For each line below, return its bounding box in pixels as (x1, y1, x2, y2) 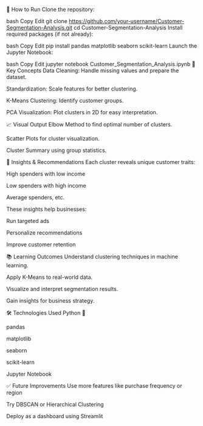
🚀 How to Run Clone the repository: (6, 6, 95, 13)
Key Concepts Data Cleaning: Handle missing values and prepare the (6, 67, 179, 74)
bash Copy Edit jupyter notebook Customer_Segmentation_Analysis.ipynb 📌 (6, 61, 196, 67)
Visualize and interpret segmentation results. (6, 286, 119, 292)
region (6, 389, 22, 396)
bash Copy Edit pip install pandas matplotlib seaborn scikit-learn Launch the (6, 43, 198, 49)
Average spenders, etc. (6, 194, 65, 201)
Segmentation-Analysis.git (6, 24, 73, 31)
